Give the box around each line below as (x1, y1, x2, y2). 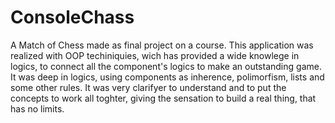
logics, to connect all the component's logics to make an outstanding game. (10, 60, 322, 72)
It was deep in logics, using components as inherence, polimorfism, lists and (10, 71, 325, 83)
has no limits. (10, 102, 65, 115)
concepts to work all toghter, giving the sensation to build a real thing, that (10, 92, 317, 104)
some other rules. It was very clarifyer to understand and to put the (10, 81, 287, 93)
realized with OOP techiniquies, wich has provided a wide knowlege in (10, 49, 300, 61)
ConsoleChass (10, 6, 135, 29)
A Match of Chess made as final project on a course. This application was (10, 39, 314, 51)
